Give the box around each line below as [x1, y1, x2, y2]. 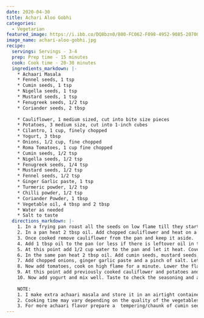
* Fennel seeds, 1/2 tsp [17, 173, 80, 179]
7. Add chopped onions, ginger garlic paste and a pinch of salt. [17, 258, 189, 264]
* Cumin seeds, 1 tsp [17, 83, 72, 89]
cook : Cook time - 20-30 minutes [12, 60, 97, 66]
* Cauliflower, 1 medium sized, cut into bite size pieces [17, 116, 170, 122]
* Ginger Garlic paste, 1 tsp [17, 179, 94, 185]
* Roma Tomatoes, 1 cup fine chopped [17, 144, 113, 151]
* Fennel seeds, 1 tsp [17, 77, 75, 83]
